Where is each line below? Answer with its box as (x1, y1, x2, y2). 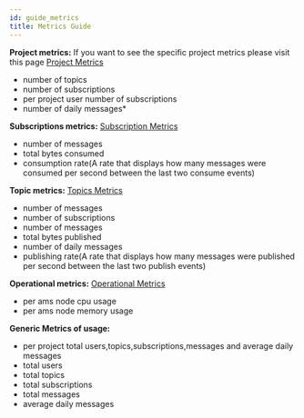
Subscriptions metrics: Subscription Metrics (9, 120, 178, 132)
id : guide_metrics (9, 13, 79, 23)
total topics (22, 369, 66, 380)
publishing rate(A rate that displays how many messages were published (22, 251, 296, 262)
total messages (22, 388, 80, 400)
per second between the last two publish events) (22, 260, 207, 271)
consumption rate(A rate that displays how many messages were (22, 157, 267, 168)
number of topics (22, 74, 88, 85)
